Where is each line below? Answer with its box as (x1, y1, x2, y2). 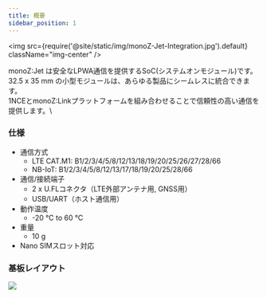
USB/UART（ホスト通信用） (31, 194, 124, 203)
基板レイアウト (8, 262, 66, 273)
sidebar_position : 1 (8, 19, 77, 27)
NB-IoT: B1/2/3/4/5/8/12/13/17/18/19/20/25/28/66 (31, 164, 193, 174)
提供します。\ (8, 105, 53, 116)
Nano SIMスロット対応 (19, 241, 95, 250)
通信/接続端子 (19, 174, 65, 183)
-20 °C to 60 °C (31, 213, 84, 222)
